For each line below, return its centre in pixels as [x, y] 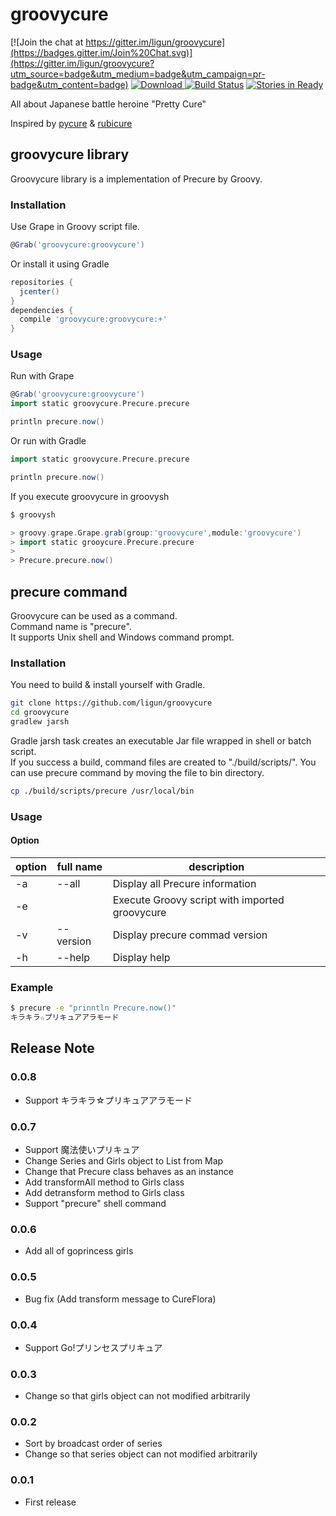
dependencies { [42, 310]
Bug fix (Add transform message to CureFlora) [120, 1299]
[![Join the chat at [47, 42]
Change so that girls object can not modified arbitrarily [137, 1396]
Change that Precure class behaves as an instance [129, 1171]
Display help [141, 957]
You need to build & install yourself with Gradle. [108, 685]
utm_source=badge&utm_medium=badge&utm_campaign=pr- [138, 74]
